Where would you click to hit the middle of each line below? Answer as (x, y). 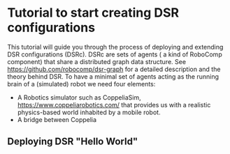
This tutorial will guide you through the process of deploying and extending (115, 47)
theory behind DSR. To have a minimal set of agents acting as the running (113, 76)
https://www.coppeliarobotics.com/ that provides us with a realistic (114, 105)
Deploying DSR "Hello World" (73, 142)
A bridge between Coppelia (57, 119)
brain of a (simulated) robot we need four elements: (81, 84)
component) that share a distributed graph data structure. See (97, 61)
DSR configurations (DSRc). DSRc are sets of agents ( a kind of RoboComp (115, 54)
